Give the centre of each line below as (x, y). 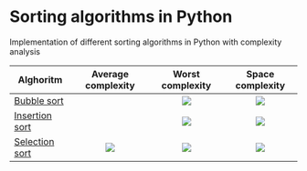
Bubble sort (39, 100)
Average (110, 74)
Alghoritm (40, 79)
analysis (25, 51)
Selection (34, 141)
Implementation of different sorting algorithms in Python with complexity (146, 42)
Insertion (33, 116)
